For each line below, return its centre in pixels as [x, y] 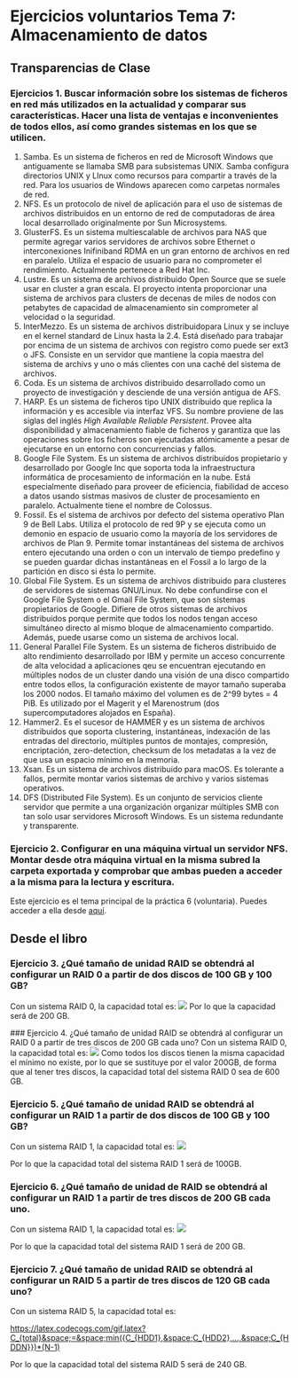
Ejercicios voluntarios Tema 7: [123, 16]
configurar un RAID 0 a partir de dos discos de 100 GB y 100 [141, 975]
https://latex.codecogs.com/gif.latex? [78, 1328]
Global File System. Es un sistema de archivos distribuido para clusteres [154, 580]
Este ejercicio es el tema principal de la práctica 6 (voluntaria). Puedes [139, 901]
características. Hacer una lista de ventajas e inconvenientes [144, 115]
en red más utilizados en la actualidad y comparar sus [128, 104]
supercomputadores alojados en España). [99, 712]
